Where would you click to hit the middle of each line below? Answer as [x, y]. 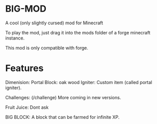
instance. [15, 38]
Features [24, 68]
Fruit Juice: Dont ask [27, 107]
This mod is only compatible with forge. [47, 48]
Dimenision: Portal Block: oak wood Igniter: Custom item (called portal [79, 82]
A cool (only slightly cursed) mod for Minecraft [54, 23]
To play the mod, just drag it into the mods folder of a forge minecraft [78, 32]
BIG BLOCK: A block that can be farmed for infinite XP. [62, 117]
